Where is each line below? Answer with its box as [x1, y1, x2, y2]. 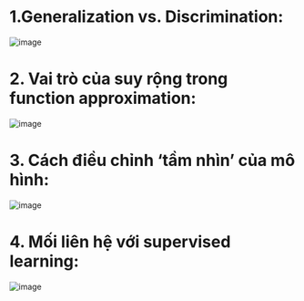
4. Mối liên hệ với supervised [9, 232, 231, 252]
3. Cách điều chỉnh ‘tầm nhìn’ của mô [9, 150, 296, 171]
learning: [9, 251, 79, 271]
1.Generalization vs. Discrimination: [9, 6, 284, 27]
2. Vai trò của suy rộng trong [9, 68, 228, 89]
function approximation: [9, 88, 197, 109]
